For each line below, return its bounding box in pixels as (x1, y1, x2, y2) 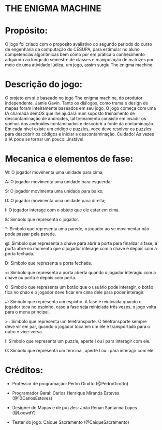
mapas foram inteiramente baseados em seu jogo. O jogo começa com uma (5, 105, 156, 111)
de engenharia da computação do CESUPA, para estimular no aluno (5, 47, 140, 52)
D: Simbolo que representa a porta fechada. (5, 260, 92, 266)
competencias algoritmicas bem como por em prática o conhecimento (5, 52, 145, 57)
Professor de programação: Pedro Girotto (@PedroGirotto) (12, 380, 129, 386)
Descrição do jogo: (5, 79, 83, 90)
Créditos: (5, 365, 44, 376)
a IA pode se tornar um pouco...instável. (5, 137, 85, 142)
